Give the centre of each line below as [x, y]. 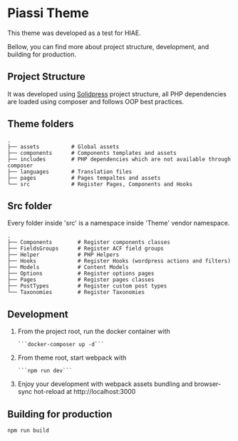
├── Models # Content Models [68, 268]
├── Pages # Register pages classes [81, 280]
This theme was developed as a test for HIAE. [74, 33]
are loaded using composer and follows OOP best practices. [95, 101]
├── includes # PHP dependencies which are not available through [119, 159]
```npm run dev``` [45, 371]
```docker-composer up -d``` [61, 345]
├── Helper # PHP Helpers [63, 255]
